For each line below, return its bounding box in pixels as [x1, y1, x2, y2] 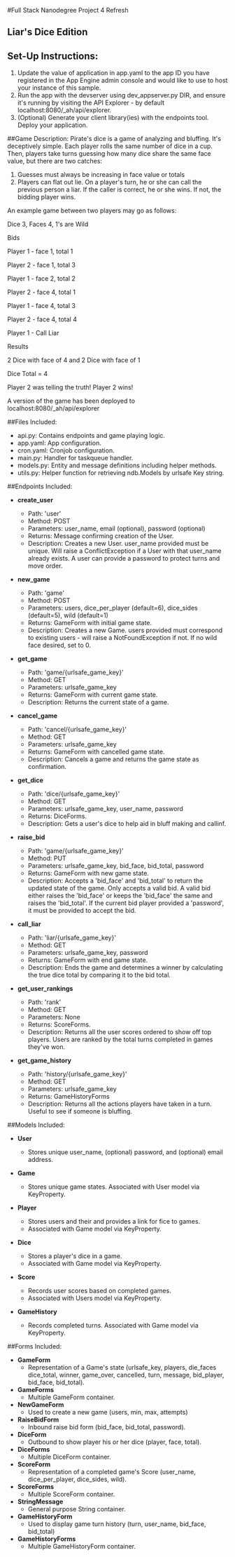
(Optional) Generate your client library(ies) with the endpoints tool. [17, 114, 209, 122]
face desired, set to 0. [27, 641, 92, 650]
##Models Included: [7, 1121, 65, 1129]
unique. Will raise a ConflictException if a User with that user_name [27, 547, 222, 555]
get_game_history [17, 1056, 72, 1065]
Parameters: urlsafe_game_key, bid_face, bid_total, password [27, 862, 204, 870]
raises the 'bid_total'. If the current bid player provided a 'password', [27, 899, 225, 907]
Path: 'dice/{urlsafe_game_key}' [27, 789, 120, 798]
